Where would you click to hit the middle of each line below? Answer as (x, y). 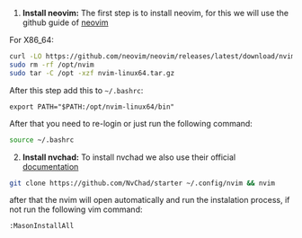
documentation (50, 166)
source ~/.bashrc (42, 140)
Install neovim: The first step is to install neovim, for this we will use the (155, 13)
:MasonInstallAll (42, 226)
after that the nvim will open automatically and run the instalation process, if (150, 200)
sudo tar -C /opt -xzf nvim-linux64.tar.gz (92, 73)
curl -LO (26, 57)
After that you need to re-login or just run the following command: (131, 123)
